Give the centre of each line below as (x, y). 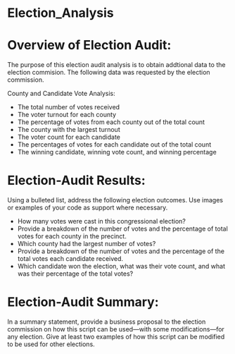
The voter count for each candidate (69, 137)
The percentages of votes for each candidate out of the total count (114, 145)
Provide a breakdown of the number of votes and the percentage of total (123, 229)
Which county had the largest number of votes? (87, 244)
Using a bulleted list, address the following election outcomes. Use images (115, 200)
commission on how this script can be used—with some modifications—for (116, 329)
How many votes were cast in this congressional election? (102, 221)
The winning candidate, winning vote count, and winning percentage (117, 152)
